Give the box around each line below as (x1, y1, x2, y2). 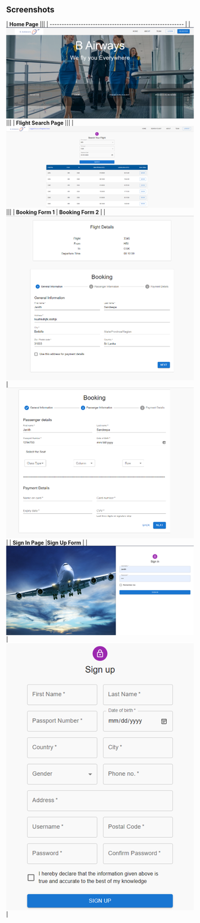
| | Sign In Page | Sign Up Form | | (6, 539, 88, 546)
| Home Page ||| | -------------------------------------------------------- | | (6, 20, 190, 27)
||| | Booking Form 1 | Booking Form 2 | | (6, 208, 106, 216)
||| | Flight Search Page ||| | (6, 119, 74, 127)
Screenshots (6, 5, 55, 15)
